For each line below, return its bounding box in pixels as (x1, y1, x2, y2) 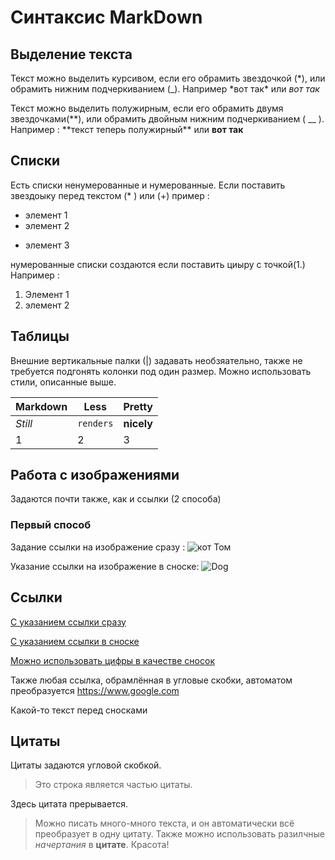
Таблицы (10, 328, 70, 345)
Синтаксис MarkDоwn (10, 6, 203, 29)
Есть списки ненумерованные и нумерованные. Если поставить (10, 179, 286, 191)
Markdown (15, 399, 68, 413)
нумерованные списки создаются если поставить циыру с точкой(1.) (10, 258, 306, 270)
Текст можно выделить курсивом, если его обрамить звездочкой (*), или (10, 72, 326, 84)
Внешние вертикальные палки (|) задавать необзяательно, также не (10, 354, 303, 366)
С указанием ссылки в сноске (10, 635, 140, 647)
